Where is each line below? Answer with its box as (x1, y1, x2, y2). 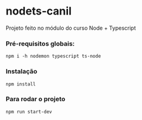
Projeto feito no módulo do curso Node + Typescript (5, 24, 136, 32)
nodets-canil (5, 4, 72, 18)
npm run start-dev (5, 108, 52, 115)
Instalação (5, 67, 38, 76)
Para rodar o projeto (5, 95, 66, 104)
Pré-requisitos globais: (5, 39, 75, 48)
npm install (5, 81, 36, 87)
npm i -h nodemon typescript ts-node (5, 53, 101, 59)
